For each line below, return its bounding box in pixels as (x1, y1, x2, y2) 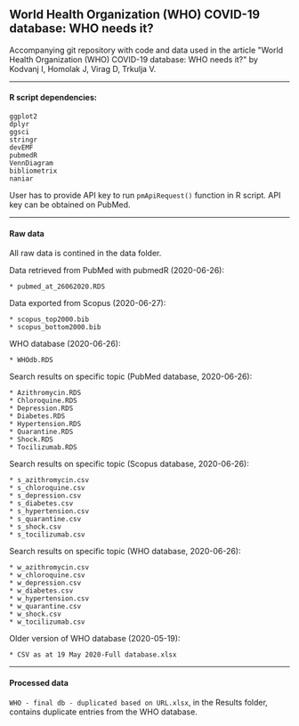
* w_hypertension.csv (9, 594, 90, 603)
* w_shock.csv (9, 609, 62, 619)
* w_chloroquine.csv (9, 571, 86, 580)
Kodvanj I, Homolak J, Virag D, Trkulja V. (9, 63, 157, 74)
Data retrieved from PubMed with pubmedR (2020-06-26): (9, 265, 225, 276)
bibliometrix (9, 166, 58, 176)
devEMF (9, 143, 34, 152)
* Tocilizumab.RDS (9, 443, 77, 452)
